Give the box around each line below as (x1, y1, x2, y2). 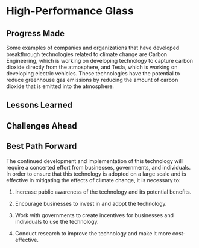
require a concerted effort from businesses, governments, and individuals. (6, 164, 191, 171)
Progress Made (6, 28, 65, 39)
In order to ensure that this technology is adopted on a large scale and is (6, 170, 186, 177)
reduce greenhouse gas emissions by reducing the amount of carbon (6, 77, 178, 83)
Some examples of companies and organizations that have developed (6, 44, 180, 51)
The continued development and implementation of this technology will (6, 157, 183, 164)
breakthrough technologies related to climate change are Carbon (6, 51, 168, 58)
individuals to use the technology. (14, 218, 99, 225)
